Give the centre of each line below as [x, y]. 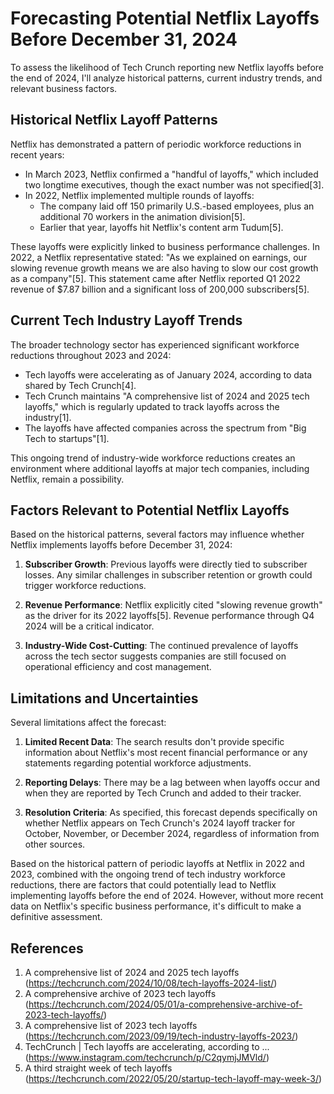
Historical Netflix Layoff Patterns [114, 120]
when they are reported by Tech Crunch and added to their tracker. [163, 793]
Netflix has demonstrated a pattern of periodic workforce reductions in [156, 144]
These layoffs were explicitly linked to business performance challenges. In [165, 246]
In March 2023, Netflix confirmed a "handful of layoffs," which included [171, 174]
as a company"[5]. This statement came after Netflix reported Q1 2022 [155, 278]
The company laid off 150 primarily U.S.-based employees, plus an [177, 206]
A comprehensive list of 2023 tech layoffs [111, 1025]
